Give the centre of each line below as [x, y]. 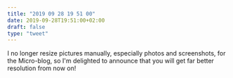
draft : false [26, 27]
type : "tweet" [28, 33]
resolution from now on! [42, 68]
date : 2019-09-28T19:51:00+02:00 [56, 20]
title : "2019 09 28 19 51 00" [52, 14]
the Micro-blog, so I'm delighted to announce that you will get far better [111, 61]
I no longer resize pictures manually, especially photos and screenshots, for [116, 53]
